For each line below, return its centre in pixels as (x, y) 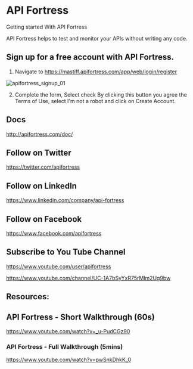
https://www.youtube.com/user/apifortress (59, 266)
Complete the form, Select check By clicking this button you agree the (101, 94)
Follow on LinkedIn (42, 186)
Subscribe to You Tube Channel (66, 252)
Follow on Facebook (44, 219)
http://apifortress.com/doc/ (40, 134)
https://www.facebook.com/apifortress (54, 233)
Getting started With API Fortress (47, 27)
